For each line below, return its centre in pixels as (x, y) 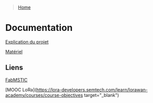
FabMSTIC (16, 80)
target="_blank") (102, 95)
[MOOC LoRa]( (21, 90)
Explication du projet (27, 42)
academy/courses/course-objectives (44, 95)
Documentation (39, 28)
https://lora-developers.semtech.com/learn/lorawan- (92, 90)
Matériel (14, 52)
